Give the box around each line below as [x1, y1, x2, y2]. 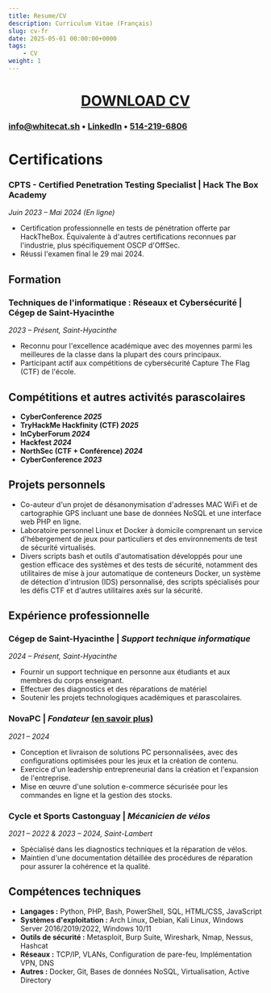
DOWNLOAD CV [80, 92, 191, 110]
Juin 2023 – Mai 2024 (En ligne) [8, 208, 115, 218]
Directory [19, 975, 52, 985]
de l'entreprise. [19, 773, 71, 783]
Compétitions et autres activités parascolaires [8, 390, 246, 404]
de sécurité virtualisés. [19, 543, 96, 552]
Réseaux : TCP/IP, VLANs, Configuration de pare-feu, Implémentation [19, 949, 252, 959]
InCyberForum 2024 [19, 429, 90, 438]
